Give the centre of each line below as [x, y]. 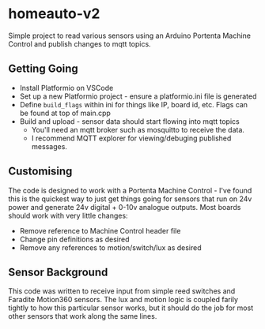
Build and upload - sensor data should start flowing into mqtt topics [129, 121]
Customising [40, 172]
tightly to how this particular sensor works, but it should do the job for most [131, 308]
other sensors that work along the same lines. [83, 316]
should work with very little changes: [68, 215]
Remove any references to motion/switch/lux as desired [110, 247]
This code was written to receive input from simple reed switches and [122, 291]
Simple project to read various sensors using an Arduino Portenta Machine [130, 36]
